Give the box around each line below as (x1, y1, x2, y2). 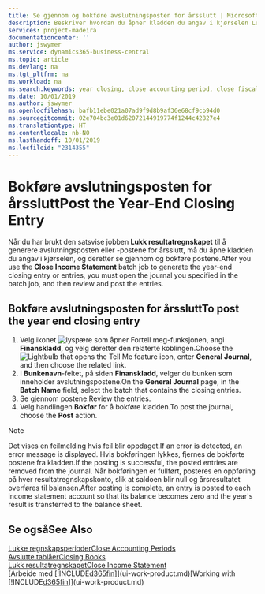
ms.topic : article (8, 56, 69, 64)
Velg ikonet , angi (19, 335, 225, 345)
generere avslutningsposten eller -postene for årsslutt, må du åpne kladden (8, 245, 254, 255)
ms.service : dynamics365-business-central (8, 48, 150, 56)
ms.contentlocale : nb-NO (8, 129, 90, 136)
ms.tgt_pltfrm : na (8, 70, 69, 78)
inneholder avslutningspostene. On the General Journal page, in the (19, 377, 240, 387)
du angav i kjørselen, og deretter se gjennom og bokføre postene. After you (8, 254, 252, 263)
